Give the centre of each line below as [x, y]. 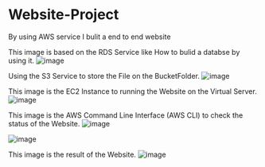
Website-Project [64, 15]
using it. [21, 60]
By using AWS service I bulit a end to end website [90, 37]
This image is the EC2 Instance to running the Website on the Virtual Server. [132, 91]
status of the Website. [44, 123]
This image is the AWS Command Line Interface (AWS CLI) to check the [126, 115]
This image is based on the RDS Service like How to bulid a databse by [124, 52]
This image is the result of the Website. [72, 154]
